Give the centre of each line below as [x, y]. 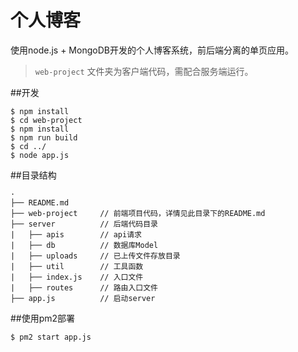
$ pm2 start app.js [51, 337]
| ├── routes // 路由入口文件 [84, 287]
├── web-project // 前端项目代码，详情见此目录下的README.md [138, 213]
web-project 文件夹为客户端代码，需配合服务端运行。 [144, 71]
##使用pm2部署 [43, 318]
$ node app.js [40, 155]
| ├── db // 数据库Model [84, 245]
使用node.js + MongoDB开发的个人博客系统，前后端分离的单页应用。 [152, 50]
